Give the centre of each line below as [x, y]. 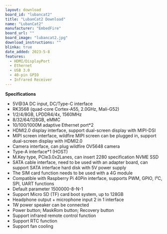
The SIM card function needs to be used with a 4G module [73, 173]
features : [15, 56]
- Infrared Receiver [31, 80]
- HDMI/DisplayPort [30, 61]
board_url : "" [20, 33]
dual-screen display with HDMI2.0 [47, 141]
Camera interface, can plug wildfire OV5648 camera [66, 146]
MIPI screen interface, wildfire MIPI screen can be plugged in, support [84, 135]
